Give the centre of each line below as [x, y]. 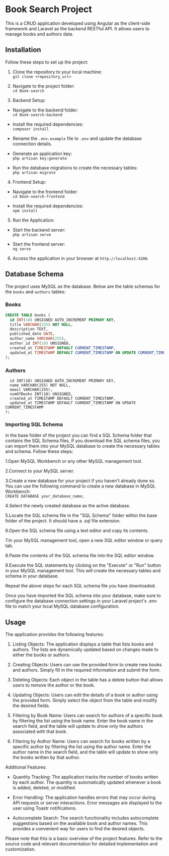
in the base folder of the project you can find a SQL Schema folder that [79, 436]
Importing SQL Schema [34, 424]
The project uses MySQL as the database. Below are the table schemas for [83, 286]
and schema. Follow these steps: [39, 451]
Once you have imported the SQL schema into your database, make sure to [83, 596]
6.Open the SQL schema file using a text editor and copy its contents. [77, 530]
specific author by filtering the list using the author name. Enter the [82, 747]
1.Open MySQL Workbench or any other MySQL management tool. [74, 461]
